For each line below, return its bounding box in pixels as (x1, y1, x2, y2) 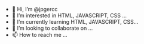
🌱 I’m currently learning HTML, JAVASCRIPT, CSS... (11, 18, 139, 25)
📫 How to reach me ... (11, 32, 68, 38)
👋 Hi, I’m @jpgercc (11, 6, 58, 12)
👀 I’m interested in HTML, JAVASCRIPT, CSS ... (11, 12, 127, 19)
